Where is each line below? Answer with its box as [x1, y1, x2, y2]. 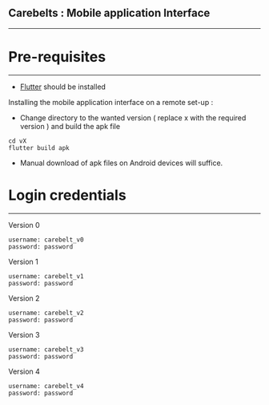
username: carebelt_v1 [8, 272, 84, 280]
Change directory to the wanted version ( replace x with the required [19, 112, 247, 123]
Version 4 [8, 367, 40, 376]
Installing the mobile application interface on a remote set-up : [8, 97, 214, 107]
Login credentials [8, 186, 126, 204]
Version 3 [8, 330, 40, 339]
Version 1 [8, 257, 38, 266]
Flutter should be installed [19, 82, 106, 91]
